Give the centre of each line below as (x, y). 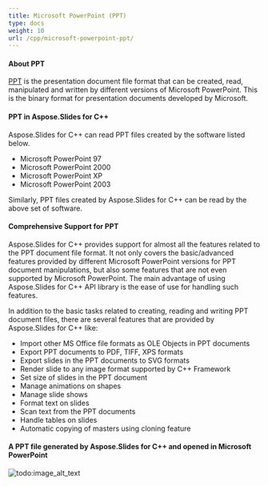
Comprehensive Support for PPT (64, 227)
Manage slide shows (54, 394)
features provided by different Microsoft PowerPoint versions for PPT (122, 261)
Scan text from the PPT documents (78, 411)
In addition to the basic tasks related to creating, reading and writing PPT (128, 311)
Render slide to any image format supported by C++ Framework (125, 368)
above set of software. (45, 208)
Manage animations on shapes (70, 386)
